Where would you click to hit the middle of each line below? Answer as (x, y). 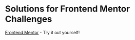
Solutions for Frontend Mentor (67, 9)
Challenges (29, 19)
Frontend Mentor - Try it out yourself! (42, 32)
